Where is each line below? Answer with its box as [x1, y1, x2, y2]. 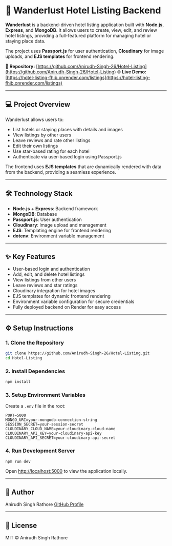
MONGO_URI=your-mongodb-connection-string [5, 417, 97, 422]
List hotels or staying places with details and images [12, 126, 123, 132]
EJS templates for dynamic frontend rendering [12, 293, 111, 299]
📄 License [5, 521, 37, 530]
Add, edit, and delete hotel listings [12, 271, 85, 277]
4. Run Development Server [5, 447, 75, 454]
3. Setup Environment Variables [5, 391, 86, 398]
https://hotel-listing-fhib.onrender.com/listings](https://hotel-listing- [7, 74, 150, 80]
